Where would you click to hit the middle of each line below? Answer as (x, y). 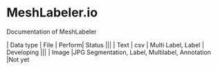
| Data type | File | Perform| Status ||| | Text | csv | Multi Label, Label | (106, 45)
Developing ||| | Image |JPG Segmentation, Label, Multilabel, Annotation (109, 52)
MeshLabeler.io (52, 13)
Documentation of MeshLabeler (52, 32)
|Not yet (18, 59)
